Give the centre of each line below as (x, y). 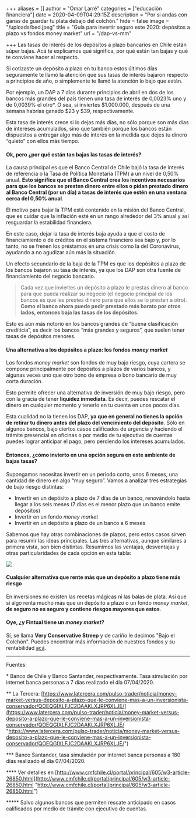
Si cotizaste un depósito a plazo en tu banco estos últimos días (82, 69)
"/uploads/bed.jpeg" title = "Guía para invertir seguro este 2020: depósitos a (98, 27)
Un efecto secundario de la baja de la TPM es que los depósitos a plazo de (96, 264)
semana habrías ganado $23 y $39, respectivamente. (71, 111)
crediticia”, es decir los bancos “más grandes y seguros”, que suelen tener (95, 330)
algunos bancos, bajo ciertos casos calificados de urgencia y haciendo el (94, 429)
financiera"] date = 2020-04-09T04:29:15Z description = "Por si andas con (97, 15)
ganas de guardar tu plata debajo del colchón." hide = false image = (87, 21)
